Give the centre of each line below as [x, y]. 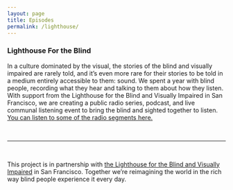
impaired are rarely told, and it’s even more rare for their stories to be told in [115, 73]
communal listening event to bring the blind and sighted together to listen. [113, 110]
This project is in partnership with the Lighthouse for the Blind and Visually [114, 164]
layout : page [26, 14]
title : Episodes [31, 20]
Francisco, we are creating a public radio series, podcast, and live [101, 103]
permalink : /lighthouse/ [43, 26]
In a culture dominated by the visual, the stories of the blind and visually [110, 66]
